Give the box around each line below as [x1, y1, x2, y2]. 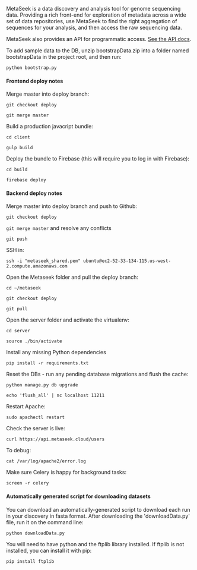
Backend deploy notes [6, 190, 62, 197]
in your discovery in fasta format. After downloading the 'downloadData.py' [6, 512, 190, 519]
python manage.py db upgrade [6, 382, 78, 388]
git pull [6, 306, 28, 312]
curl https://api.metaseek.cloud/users [6, 436, 105, 442]
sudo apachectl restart [6, 414, 65, 421]
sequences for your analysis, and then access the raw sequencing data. [6, 24, 182, 31]
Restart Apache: [6, 403, 46, 410]
